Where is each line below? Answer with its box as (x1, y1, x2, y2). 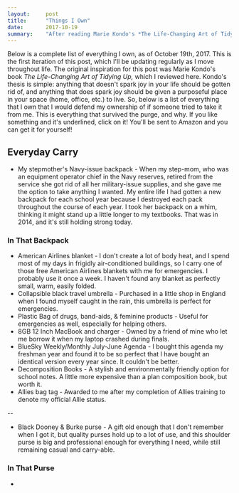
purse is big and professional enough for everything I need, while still (17, 438, 221, 447)
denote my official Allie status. (17, 396, 107, 404)
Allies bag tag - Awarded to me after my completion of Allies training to (17, 388, 225, 396)
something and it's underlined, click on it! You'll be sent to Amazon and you (7, 118, 228, 127)
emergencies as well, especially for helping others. (17, 319, 167, 328)
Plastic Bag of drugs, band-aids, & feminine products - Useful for (17, 312, 208, 321)
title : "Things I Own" (7, 17, 91, 24)
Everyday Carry (7, 146, 79, 158)
